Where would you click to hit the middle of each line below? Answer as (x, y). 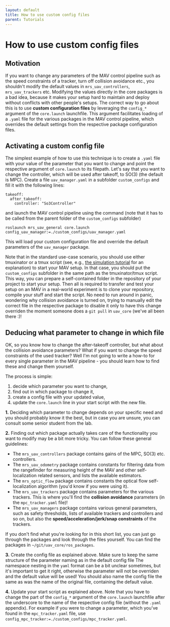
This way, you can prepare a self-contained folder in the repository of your (83, 279)
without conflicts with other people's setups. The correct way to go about (82, 103)
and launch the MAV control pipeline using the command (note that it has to (84, 213)
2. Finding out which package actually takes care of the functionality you (81, 433)
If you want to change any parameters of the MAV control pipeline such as (83, 76)
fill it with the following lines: (35, 185)
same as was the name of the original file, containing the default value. (79, 582)
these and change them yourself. (40, 367)
